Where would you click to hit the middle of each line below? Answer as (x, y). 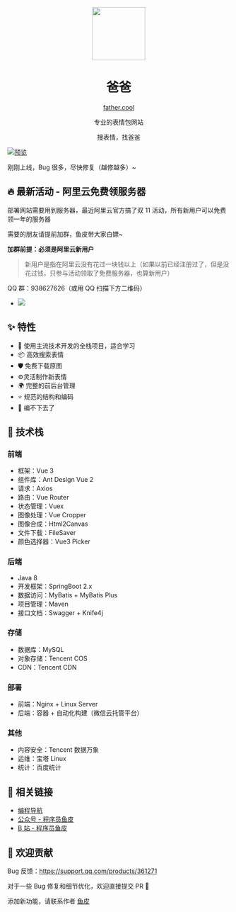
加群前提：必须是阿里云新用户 (51, 249)
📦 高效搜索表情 (41, 354)
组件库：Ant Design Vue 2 (55, 480)
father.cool (119, 107)
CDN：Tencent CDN (47, 667)
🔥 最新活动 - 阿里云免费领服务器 (77, 192)
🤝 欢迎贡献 (30, 853)
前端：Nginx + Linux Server (58, 704)
